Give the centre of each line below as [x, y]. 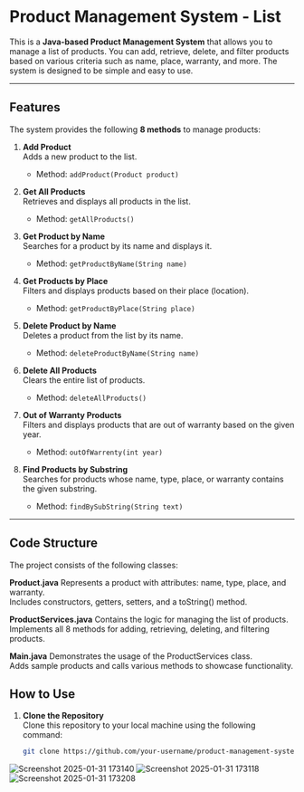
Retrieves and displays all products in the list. [107, 201]
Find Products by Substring [75, 469]
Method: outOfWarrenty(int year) [99, 452]
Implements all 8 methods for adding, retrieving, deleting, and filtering [139, 629]
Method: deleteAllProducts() [91, 397]
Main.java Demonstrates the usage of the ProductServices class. [131, 656]
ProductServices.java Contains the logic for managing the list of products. [149, 619]
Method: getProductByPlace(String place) [116, 308]
